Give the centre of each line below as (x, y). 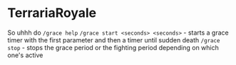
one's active (25, 55)
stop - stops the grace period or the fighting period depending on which (113, 47)
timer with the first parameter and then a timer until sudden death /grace (114, 40)
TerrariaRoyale (52, 13)
